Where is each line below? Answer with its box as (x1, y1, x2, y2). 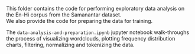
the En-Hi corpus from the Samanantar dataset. (6, 11, 122, 18)
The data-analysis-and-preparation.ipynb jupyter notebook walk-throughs (6, 29, 190, 36)
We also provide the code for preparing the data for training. (6, 18, 153, 24)
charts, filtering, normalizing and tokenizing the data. (6, 41, 135, 48)
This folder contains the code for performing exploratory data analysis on (6, 5, 185, 12)
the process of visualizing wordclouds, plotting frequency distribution (6, 35, 175, 42)
